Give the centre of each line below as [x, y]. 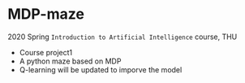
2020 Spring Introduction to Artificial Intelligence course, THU [122, 37]
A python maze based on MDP [70, 61]
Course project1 [46, 52]
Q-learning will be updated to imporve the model [101, 69]
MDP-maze [46, 14]
